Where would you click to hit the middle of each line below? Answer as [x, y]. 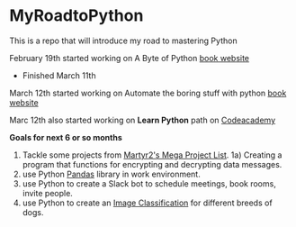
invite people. [48, 193]
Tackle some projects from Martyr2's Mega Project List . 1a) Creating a [152, 155]
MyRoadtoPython [76, 16]
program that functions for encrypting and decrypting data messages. [152, 164]
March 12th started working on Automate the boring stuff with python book [148, 93]
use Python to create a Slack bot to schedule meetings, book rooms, [149, 183]
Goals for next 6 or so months [66, 137]
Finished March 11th [59, 75]
